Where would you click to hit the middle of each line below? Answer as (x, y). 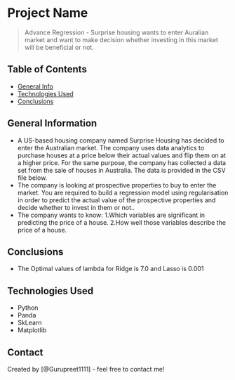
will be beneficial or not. (59, 47)
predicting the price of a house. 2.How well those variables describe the (122, 222)
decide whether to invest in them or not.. (76, 207)
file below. (32, 178)
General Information (52, 123)
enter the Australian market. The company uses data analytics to (111, 148)
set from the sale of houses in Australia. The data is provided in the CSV (121, 170)
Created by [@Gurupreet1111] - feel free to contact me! (86, 369)
